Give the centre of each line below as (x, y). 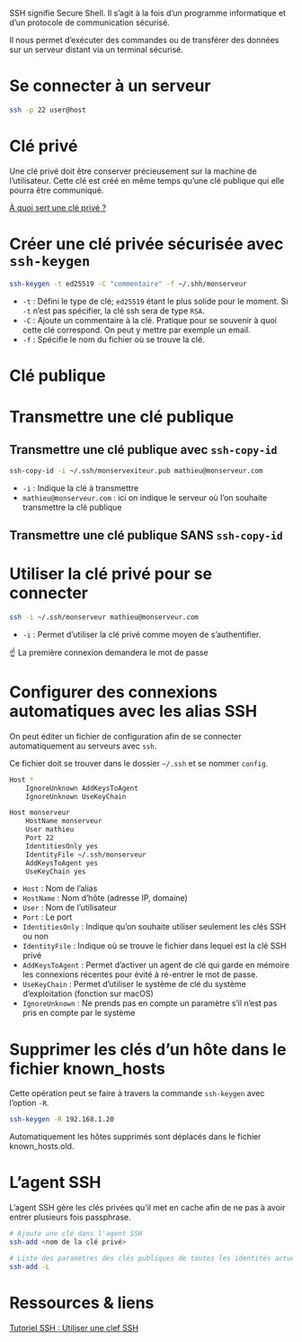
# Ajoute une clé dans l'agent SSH (76, 1234)
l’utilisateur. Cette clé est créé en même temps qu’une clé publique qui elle (147, 180)
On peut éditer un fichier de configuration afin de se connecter (125, 736)
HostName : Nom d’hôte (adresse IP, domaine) (105, 898)
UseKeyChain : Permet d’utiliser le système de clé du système (134, 984)
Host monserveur (40, 813)
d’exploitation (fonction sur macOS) (88, 993)
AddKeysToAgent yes (62, 863)
